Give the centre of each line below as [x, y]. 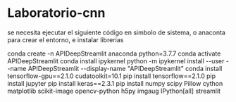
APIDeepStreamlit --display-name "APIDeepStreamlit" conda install [125, 68]
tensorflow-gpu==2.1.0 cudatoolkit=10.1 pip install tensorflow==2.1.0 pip [112, 76]
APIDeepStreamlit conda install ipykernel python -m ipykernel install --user [116, 60]
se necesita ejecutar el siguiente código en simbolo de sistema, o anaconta [116, 32]
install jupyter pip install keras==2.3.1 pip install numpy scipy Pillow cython [115, 83]
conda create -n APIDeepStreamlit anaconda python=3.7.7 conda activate [114, 53]
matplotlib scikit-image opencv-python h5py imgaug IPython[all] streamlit [114, 91]
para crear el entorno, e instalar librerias [66, 39]
